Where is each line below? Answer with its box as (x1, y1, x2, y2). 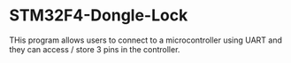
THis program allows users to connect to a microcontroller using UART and (9, 35, 283, 45)
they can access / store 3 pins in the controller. (9, 43, 180, 54)
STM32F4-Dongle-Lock (9, 5, 188, 26)
